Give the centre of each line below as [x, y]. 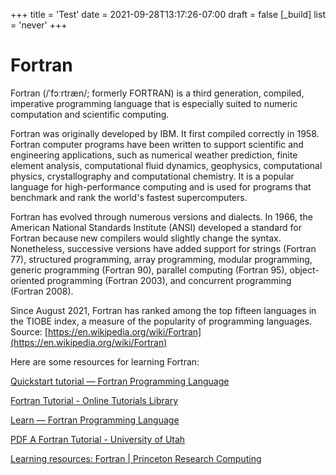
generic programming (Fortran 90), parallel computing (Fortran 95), [149, 270]
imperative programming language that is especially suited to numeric [154, 103]
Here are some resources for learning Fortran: [105, 361]
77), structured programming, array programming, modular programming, [161, 259]
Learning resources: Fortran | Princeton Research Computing [136, 458]
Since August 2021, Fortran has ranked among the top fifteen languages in [163, 310]
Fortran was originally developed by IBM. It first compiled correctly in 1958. [165, 133]
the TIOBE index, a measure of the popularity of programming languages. [161, 321]
